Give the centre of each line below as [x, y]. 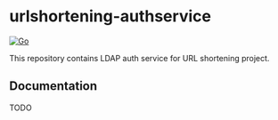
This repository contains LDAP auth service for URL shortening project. [139, 58]
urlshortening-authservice [110, 16]
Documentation [53, 86]
